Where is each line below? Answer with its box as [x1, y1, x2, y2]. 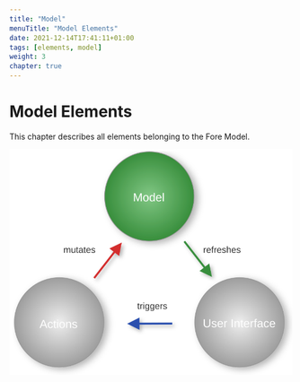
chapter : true [9, 62, 63, 71]
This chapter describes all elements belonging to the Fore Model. [9, 131, 251, 142]
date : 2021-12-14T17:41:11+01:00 [9, 33, 135, 42]
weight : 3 [9, 52, 47, 62]
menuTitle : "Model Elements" [9, 23, 119, 33]
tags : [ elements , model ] [9, 43, 102, 52]
